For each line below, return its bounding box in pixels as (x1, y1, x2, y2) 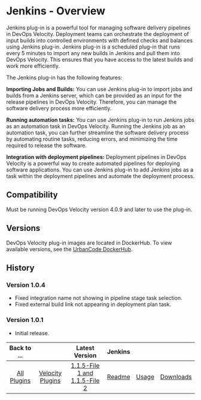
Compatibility (6, 190, 58, 200)
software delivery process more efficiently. (6, 104, 112, 112)
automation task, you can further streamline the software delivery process (6, 129, 189, 136)
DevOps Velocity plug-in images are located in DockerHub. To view (6, 239, 172, 246)
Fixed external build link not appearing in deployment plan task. (14, 301, 172, 308)
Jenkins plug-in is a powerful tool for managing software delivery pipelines (6, 24, 191, 31)
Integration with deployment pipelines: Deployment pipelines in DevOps (6, 153, 187, 160)
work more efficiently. (6, 62, 60, 70)
